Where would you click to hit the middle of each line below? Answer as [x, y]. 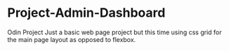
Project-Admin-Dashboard [86, 13]
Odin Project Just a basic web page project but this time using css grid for [115, 32]
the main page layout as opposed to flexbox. [72, 39]
